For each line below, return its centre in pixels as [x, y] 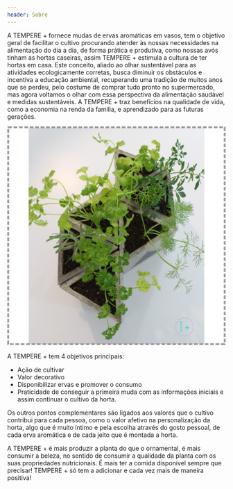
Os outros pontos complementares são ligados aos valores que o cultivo [110, 413]
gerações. [21, 116]
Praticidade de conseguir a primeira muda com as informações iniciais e [120, 392]
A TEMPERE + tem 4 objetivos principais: [66, 356]
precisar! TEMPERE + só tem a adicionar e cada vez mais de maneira [106, 470]
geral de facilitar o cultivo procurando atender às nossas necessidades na [113, 42]
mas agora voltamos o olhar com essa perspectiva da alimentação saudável [115, 94]
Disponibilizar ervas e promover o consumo [79, 384]
